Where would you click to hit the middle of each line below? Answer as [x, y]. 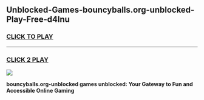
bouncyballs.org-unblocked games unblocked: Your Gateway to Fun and [100, 84]
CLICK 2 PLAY [27, 59]
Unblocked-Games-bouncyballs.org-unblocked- [100, 10]
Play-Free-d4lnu [38, 20]
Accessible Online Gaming [40, 90]
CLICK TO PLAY [30, 37]
